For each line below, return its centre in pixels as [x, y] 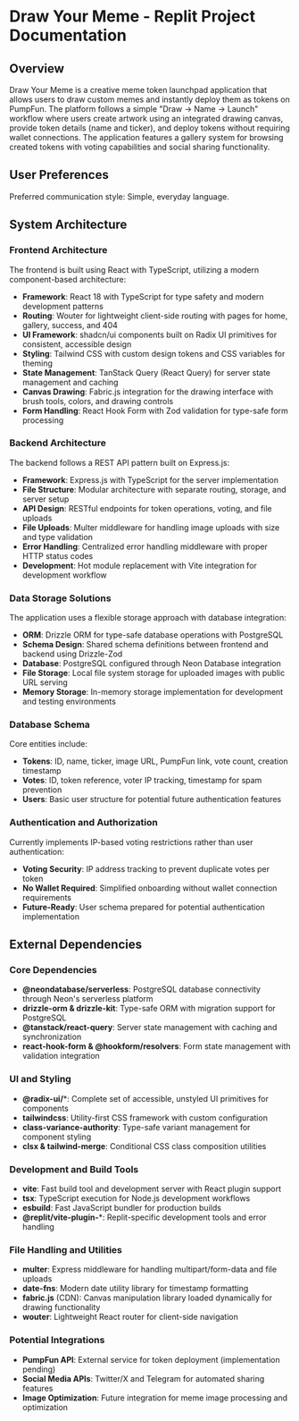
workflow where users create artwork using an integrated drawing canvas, [146, 118]
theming [37, 363]
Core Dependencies [54, 970]
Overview [37, 68]
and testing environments [69, 702]
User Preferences [59, 175]
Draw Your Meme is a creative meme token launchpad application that [138, 90]
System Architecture [68, 225]
